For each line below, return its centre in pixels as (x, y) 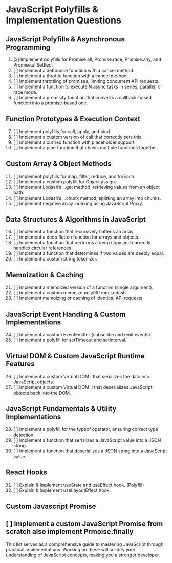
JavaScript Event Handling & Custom (66, 314)
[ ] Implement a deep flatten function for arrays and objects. (76, 237)
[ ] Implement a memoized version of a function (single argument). (83, 287)
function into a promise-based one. (50, 103)
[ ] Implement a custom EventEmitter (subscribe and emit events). (82, 335)
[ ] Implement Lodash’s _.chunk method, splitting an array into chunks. (87, 198)
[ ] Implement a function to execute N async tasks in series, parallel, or (88, 86)
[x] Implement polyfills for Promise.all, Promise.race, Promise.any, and (87, 59)
